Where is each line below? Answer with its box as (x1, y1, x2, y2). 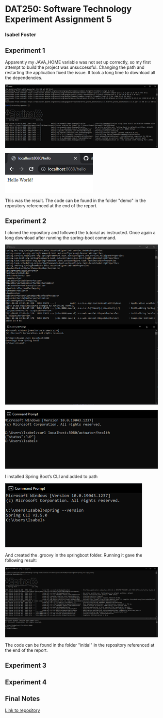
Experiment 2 (5, 217, 47, 225)
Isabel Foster (5, 31, 36, 38)
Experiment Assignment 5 (5, 14, 112, 25)
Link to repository (5, 707, 40, 713)
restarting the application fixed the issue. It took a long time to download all (5, 69, 155, 75)
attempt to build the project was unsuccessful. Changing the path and (5, 64, 145, 70)
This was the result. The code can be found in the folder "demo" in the (5, 198, 146, 203)
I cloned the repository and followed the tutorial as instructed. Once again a (5, 230, 156, 236)
